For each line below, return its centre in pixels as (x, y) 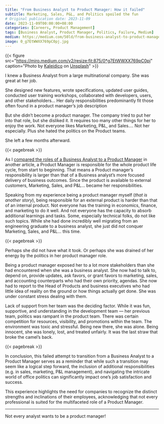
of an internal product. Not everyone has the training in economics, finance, (81, 205)
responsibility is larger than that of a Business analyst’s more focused (75, 175)
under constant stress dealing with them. (46, 296)
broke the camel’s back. (29, 337)
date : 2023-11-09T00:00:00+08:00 (39, 23)
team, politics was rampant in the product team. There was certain (72, 316)
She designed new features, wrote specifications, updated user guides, (77, 90)
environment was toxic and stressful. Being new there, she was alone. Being (82, 326)
